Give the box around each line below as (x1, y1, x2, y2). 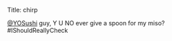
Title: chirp (7, 6, 38, 14)
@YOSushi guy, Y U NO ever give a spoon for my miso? (7, 19, 165, 27)
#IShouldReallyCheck (7, 27, 68, 34)
